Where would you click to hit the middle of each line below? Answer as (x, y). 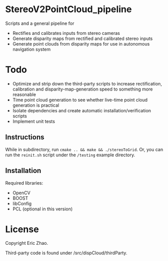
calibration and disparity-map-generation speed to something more (82, 89)
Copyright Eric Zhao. (27, 243)
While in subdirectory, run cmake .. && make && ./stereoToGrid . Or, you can (84, 149)
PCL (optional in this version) (43, 209)
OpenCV (21, 193)
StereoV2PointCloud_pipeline (69, 9)
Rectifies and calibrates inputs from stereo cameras (66, 33)
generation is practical (36, 105)
